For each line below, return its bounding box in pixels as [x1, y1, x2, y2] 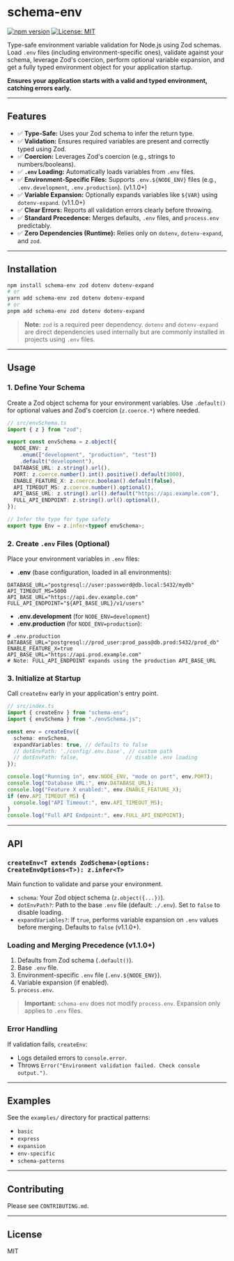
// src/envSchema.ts [7, 419, 68, 426]
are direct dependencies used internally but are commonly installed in [24, 327, 225, 336]
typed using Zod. [17, 144, 67, 153]
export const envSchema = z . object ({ [7, 438, 117, 446]
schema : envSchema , [13, 734, 70, 742]
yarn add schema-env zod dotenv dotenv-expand [7, 295, 145, 302]
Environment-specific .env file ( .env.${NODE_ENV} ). [17, 971, 162, 980]
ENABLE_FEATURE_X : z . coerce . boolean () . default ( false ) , [13, 477, 176, 484]
